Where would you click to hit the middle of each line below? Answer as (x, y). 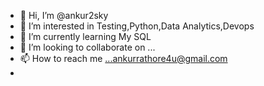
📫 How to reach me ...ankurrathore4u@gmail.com (123, 58)
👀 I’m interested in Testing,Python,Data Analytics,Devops (137, 26)
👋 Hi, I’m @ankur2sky (64, 15)
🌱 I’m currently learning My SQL (85, 36)
